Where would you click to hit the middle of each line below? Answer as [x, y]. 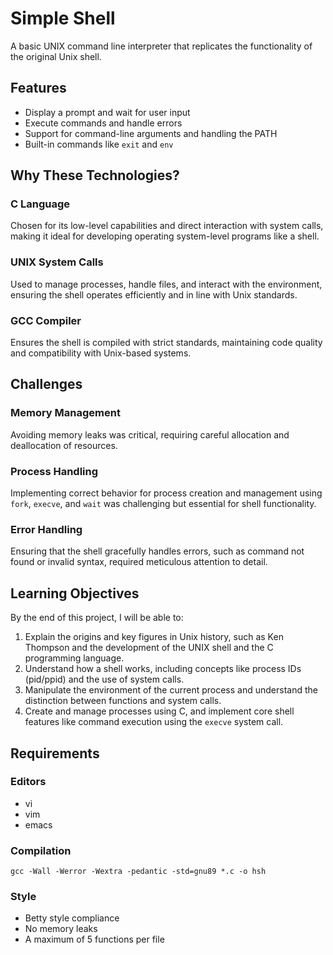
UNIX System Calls [57, 262]
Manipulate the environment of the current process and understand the [171, 690]
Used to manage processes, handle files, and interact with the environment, [166, 284]
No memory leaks [61, 929]
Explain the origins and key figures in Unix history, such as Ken [154, 637]
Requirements [55, 753]
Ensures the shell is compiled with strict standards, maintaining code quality [166, 343]
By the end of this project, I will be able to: [97, 618]
